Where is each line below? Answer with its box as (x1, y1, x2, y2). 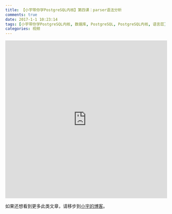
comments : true (5, 12, 38, 17)
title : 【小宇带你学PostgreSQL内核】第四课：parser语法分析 (5, 7, 122, 13)
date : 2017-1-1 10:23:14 (5, 17, 58, 22)
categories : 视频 (5, 26, 41, 31)
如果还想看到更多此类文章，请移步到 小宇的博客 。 (5, 203, 108, 209)
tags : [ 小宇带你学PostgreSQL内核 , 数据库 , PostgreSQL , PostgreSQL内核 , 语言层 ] (5, 21, 166, 27)
